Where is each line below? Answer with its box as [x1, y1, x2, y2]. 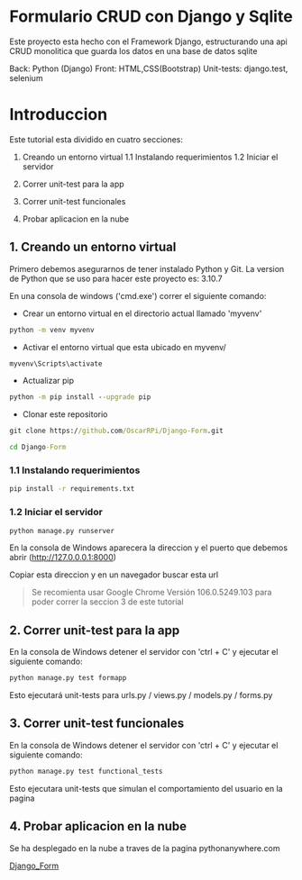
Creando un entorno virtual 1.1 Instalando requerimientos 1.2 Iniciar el [22, 151, 279, 162]
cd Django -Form [9, 443, 67, 452]
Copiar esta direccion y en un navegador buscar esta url [9, 569, 219, 580]
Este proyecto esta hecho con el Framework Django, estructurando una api [9, 36, 288, 47]
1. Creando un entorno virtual [9, 240, 177, 255]
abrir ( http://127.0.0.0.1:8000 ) [9, 552, 117, 563]
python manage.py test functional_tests [9, 767, 164, 776]
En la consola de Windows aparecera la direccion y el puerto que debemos [9, 542, 288, 553]
